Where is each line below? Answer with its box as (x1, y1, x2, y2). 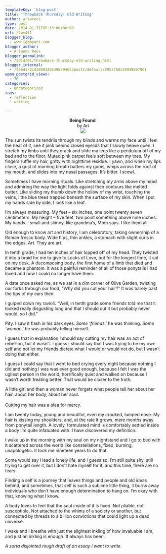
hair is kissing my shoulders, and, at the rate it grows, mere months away (5, 417, 154, 423)
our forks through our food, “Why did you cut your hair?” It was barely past (5, 286, 158, 292)
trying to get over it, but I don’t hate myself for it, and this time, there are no (5, 462, 158, 469)
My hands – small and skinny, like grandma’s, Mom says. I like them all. (5, 220, 149, 226)
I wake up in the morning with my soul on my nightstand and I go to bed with (5, 437, 161, 443)
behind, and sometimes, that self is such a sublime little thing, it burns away (5, 483, 160, 489)
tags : (5, 90, 16, 95)
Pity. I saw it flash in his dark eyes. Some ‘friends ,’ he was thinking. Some (5, 320, 155, 326)
